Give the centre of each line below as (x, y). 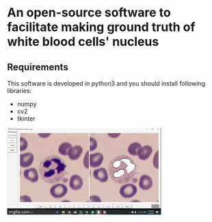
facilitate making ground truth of (101, 27)
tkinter (26, 119)
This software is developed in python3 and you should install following (106, 83)
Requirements (38, 67)
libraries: (19, 91)
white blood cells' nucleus (83, 42)
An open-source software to (89, 13)
